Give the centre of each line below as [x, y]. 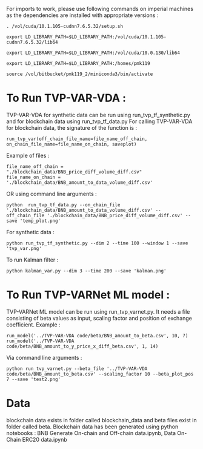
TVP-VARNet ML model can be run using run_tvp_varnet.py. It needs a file [98, 311]
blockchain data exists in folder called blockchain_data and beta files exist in [101, 420]
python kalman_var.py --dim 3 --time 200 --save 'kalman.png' [86, 271]
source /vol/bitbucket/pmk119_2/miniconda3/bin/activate [80, 74]
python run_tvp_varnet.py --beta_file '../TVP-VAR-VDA [77, 369]
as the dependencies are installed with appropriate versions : [82, 15]
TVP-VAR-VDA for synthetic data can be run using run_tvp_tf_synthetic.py [98, 115]
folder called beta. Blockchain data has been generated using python [92, 427]
